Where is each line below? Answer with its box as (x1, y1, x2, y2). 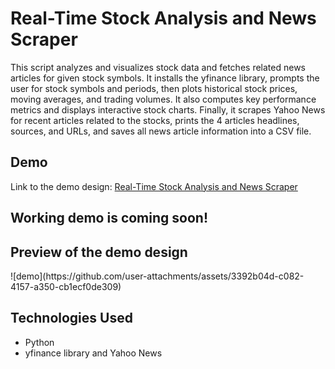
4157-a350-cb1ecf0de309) (10, 280, 122, 292)
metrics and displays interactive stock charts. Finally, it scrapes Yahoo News (10, 103, 326, 116)
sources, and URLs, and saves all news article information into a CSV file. (10, 125, 312, 137)
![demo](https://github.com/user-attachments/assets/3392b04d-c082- (10, 270, 305, 282)
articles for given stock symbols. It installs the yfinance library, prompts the (10, 72, 320, 84)
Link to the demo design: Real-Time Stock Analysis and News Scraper (10, 180, 298, 192)
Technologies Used (10, 310, 133, 327)
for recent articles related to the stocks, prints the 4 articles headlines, (10, 114, 300, 126)
